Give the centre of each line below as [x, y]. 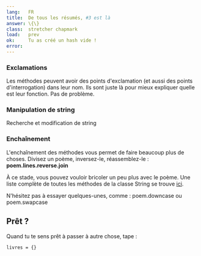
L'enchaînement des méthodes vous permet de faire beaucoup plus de [95, 152]
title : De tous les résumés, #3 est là [59, 18]
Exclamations [27, 67]
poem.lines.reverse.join [37, 165]
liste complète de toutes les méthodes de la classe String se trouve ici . [95, 184]
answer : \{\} [23, 23]
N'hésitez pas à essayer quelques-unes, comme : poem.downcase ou [94, 195]
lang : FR [20, 12]
